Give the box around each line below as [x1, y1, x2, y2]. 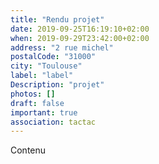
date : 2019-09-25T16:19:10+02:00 [10, 24, 150, 34]
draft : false [10, 98, 65, 108]
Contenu [10, 144, 47, 156]
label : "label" [10, 71, 74, 81]
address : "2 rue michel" [10, 42, 114, 53]
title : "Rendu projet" [10, 14, 105, 25]
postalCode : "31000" [10, 52, 97, 62]
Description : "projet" [10, 80, 105, 90]
